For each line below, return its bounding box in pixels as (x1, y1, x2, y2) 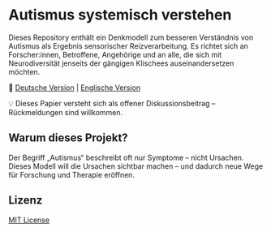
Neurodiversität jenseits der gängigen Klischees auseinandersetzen (8, 58, 234, 68)
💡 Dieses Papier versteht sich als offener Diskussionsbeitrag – (8, 98, 216, 108)
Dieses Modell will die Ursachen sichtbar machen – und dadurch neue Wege (8, 161, 264, 171)
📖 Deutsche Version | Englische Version (8, 83, 140, 92)
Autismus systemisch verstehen (8, 6, 232, 24)
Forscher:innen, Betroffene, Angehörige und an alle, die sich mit (8, 49, 222, 59)
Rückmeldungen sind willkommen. (8, 107, 123, 117)
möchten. (8, 67, 41, 76)
